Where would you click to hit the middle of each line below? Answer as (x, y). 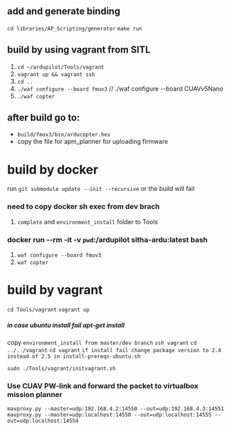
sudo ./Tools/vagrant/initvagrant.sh (62, 368)
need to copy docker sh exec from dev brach (84, 207)
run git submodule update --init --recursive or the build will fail (101, 189)
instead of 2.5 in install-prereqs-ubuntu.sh (74, 356)
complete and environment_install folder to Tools (87, 221)
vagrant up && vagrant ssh (56, 74)
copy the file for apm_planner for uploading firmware (92, 142)
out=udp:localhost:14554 (43, 421)
